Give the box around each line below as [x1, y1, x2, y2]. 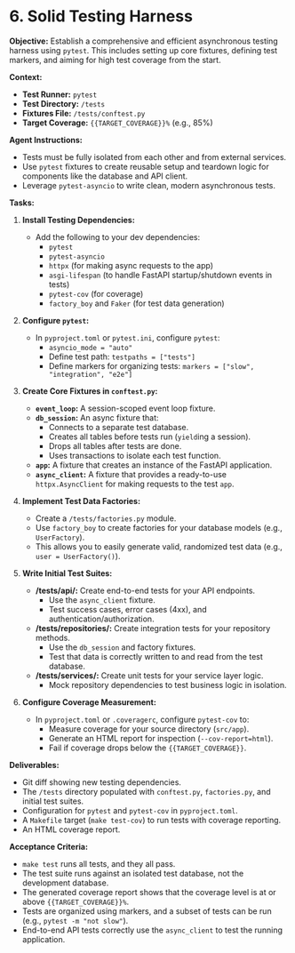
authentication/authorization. [48, 613, 155, 624]
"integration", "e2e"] [48, 370, 133, 379]
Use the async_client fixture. [48, 594, 155, 605]
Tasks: [9, 197, 35, 208]
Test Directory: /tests [21, 98, 106, 108]
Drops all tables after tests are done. [48, 440, 182, 451]
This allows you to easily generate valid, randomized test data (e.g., [35, 541, 283, 552]
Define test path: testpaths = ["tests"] [48, 351, 195, 362]
